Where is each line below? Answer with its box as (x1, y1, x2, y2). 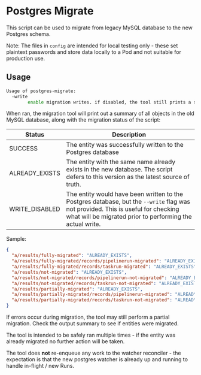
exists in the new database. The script (66, 165, 173, 174)
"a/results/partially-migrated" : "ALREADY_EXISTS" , (11, 286, 144, 292)
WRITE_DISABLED (9, 205, 60, 213)
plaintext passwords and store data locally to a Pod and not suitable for (6, 48, 181, 55)
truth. (66, 180, 82, 189)
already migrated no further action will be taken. (6, 338, 125, 345)
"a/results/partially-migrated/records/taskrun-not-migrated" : (11, 297, 172, 303)
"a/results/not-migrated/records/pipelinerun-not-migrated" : (11, 274, 167, 281)
